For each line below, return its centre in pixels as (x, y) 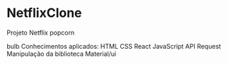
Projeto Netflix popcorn (41, 32)
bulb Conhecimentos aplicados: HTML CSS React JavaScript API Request (114, 46)
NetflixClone (44, 13)
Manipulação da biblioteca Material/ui (62, 54)
